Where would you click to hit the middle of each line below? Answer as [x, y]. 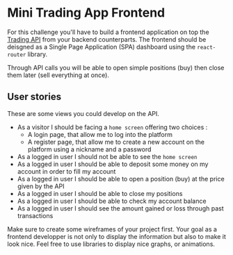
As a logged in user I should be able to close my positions [100, 193]
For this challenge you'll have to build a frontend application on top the [109, 32]
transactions [35, 215]
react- [207, 47]
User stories [34, 97]
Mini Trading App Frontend [86, 13]
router [17, 55]
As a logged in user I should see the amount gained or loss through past [120, 208]
